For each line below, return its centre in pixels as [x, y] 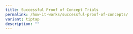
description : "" [22, 24]
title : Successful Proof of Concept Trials [52, 10]
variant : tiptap [22, 19]
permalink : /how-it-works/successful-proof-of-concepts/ [67, 14]
